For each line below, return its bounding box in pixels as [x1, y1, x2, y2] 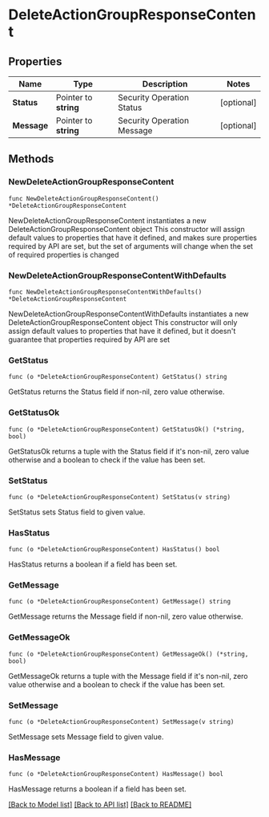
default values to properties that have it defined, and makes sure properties [8, 233, 258, 242]
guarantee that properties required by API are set [8, 335, 171, 344]
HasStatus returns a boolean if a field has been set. [8, 559, 178, 569]
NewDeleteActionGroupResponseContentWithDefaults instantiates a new [8, 309, 250, 319]
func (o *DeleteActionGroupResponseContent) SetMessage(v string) [8, 718, 235, 726]
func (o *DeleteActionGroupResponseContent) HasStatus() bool [8, 546, 220, 554]
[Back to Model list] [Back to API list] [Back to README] [8, 800, 192, 810]
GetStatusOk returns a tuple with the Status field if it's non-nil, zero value [8, 446, 250, 456]
